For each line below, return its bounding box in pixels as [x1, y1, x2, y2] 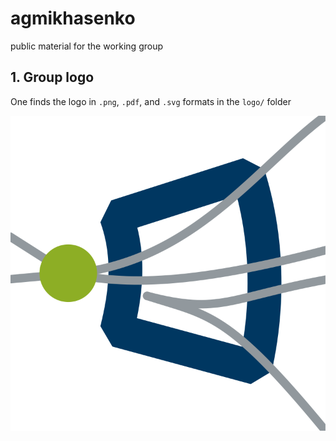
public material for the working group [10, 40, 164, 52]
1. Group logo [10, 69, 95, 86]
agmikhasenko [10, 7, 136, 30]
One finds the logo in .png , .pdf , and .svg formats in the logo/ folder [10, 95, 292, 107]
